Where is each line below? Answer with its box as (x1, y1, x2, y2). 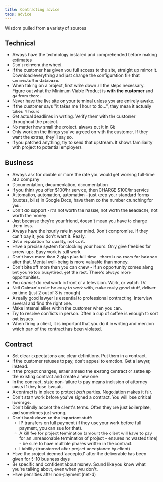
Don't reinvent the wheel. (12, 62, 63, 68)
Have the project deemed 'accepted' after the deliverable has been (12, 450, 147, 456)
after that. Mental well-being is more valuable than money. (12, 259, 129, 265)
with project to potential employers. (12, 145, 83, 150)
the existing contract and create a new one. (12, 373, 99, 379)
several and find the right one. (12, 300, 73, 306)
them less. (12, 223, 33, 229)
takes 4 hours (12, 109, 40, 114)
